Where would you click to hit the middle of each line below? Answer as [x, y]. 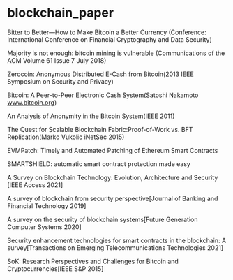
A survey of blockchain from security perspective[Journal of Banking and [113, 198]
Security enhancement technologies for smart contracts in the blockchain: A [117, 240]
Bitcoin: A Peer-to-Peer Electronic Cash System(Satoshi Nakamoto [103, 95]
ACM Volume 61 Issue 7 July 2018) [57, 60]
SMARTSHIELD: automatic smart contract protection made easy [99, 164]
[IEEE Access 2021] [35, 185]
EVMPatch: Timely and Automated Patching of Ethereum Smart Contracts [113, 150]
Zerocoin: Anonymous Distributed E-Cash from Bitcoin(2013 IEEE [100, 74]
